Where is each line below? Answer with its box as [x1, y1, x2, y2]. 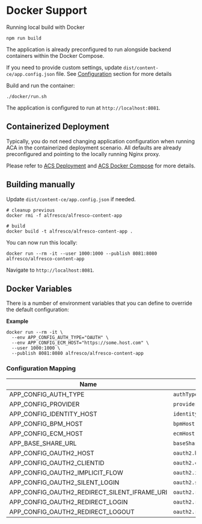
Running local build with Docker [6, 23, 85, 31]
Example [6, 317, 29, 325]
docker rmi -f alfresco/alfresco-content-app [6, 212, 122, 219]
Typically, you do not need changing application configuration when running [6, 137, 195, 145]
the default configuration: [6, 306, 69, 313]
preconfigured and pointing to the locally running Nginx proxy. [6, 150, 161, 157]
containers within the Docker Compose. [6, 52, 105, 59]
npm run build [6, 35, 42, 41]
